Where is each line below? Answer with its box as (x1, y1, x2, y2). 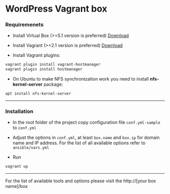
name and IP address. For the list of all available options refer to (12, 140, 146, 146)
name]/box (5, 183, 28, 189)
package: (44, 82, 63, 88)
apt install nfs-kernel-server (5, 91, 71, 96)
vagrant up (5, 164, 28, 169)
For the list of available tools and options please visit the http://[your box (5, 178, 156, 184)
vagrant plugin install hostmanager (5, 67, 82, 72)
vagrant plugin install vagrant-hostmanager (5, 62, 101, 67)
